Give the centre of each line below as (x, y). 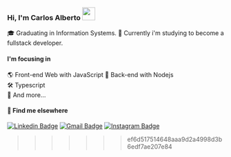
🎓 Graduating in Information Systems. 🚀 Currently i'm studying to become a (115, 33)
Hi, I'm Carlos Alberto (44, 17)
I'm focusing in (29, 59)
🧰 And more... (27, 95)
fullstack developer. (35, 43)
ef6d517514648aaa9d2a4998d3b (175, 139)
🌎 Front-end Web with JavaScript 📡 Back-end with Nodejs (90, 74)
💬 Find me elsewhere (38, 111)
